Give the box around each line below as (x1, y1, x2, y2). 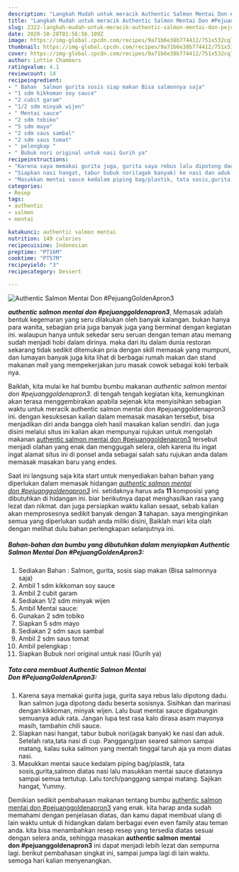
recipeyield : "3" (8, 261, 60, 269)
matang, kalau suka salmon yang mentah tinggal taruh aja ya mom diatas (18, 744, 231, 752)
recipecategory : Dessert (8, 268, 82, 275)
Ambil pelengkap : (18, 641, 72, 650)
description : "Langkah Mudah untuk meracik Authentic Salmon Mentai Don (8, 10, 228, 18)
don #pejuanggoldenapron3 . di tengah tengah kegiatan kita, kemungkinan (8, 389, 225, 398)
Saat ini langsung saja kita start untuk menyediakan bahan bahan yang (8, 471, 214, 480)
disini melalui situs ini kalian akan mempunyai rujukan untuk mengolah (8, 427, 213, 436)
